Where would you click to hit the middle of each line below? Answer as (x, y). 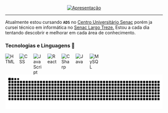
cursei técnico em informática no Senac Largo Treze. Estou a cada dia (77, 27)
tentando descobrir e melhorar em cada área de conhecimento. (70, 33)
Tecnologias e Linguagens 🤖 (40, 45)
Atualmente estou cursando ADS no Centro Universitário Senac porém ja (79, 22)
